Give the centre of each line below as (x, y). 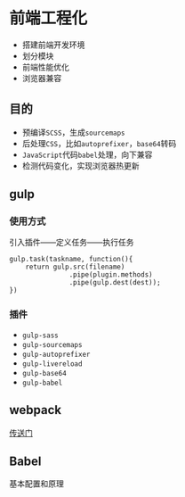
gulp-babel (42, 383)
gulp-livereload (52, 364)
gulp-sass (40, 335)
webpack (36, 410)
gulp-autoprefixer (56, 354)
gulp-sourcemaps (52, 344)
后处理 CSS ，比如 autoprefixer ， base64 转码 (99, 143)
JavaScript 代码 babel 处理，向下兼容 (87, 154)
